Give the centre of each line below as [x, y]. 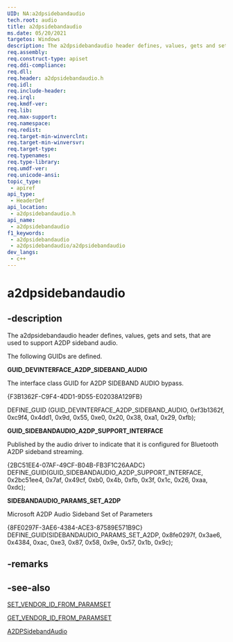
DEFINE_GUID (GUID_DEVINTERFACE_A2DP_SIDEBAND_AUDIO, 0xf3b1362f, [116, 409]
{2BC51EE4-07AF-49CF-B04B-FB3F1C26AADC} [76, 465]
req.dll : [20, 71]
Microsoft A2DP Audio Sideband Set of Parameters [80, 514]
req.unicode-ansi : [34, 175]
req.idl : [20, 85]
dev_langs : [23, 253]
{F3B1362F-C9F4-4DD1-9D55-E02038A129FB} [75, 396]
